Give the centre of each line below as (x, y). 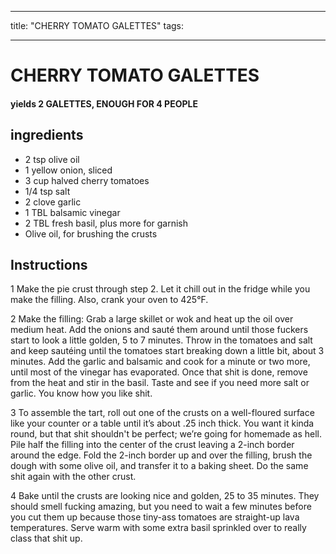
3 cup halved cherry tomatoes (87, 180)
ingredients (47, 135)
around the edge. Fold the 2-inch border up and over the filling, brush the (161, 455)
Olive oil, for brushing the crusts (91, 233)
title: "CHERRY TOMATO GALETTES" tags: (97, 25)
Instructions (49, 264)
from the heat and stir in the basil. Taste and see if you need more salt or (160, 383)
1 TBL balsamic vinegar (72, 212)
